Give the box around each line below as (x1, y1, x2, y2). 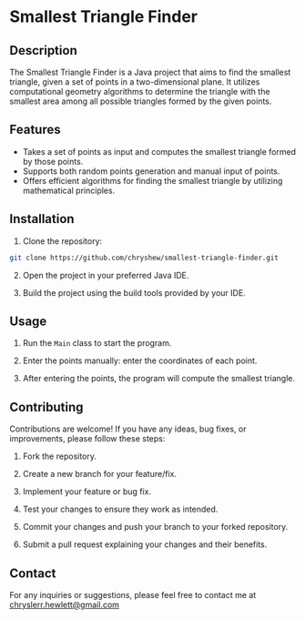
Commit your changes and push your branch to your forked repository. (22, 522, 289, 533)
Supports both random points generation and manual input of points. (22, 166, 280, 177)
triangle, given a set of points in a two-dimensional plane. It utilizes (9, 76, 260, 87)
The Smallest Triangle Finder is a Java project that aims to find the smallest (9, 66, 291, 77)
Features (9, 122, 61, 137)
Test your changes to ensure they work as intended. (22, 503, 219, 515)
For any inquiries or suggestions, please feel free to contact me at (9, 589, 257, 600)
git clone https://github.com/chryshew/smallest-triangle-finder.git (9, 253, 280, 262)
